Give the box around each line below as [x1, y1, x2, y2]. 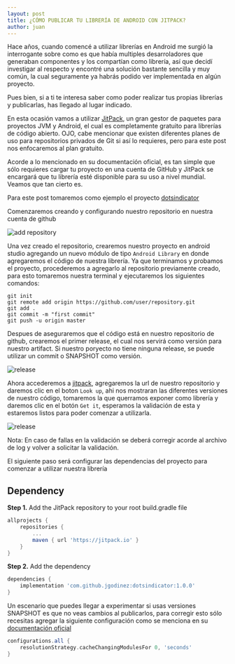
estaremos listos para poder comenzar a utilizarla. [7, 409, 152, 417]
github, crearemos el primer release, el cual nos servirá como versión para [7, 337, 222, 346]
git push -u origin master [7, 317, 86, 325]
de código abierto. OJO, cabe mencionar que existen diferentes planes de [7, 129, 220, 137]
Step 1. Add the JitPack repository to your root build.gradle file [7, 503, 187, 512]
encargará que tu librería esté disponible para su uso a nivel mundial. [7, 172, 206, 181]
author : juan [7, 23, 45, 30]
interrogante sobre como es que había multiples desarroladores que [7, 50, 204, 58]
